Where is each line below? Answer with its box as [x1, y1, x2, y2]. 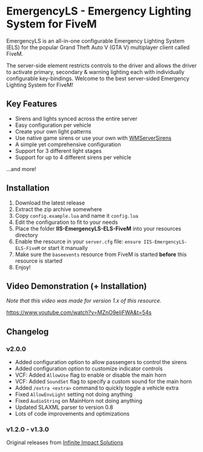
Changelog [6, 326, 49, 337]
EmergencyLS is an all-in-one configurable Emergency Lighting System [6, 37, 185, 44]
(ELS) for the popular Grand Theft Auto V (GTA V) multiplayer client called [6, 44, 190, 51]
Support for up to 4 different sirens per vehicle [15, 153, 131, 161]
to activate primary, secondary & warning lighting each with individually [6, 68, 185, 75]
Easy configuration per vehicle [15, 121, 92, 129]
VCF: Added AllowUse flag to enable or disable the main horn [15, 371, 167, 379]
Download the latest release [15, 199, 85, 206]
